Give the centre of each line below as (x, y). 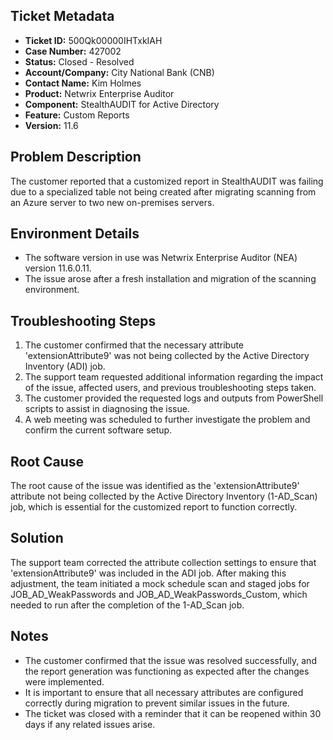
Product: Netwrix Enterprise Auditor (99, 93)
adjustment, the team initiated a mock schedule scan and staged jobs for (160, 583)
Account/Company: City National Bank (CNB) (119, 72)
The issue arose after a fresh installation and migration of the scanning (170, 279)
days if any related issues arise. (90, 724)
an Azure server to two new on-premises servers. (112, 202)
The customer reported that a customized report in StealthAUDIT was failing (167, 181)
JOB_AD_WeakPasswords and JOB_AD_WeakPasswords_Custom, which (159, 594)
